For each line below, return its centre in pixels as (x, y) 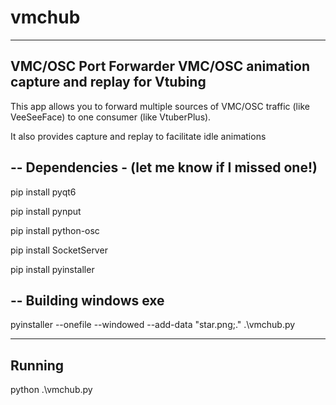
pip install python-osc (55, 230)
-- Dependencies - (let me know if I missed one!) (164, 167)
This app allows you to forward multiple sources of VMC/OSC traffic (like (160, 106)
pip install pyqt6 (43, 192)
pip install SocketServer (59, 250)
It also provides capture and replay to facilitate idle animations (138, 136)
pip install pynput (46, 211)
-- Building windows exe (87, 300)
